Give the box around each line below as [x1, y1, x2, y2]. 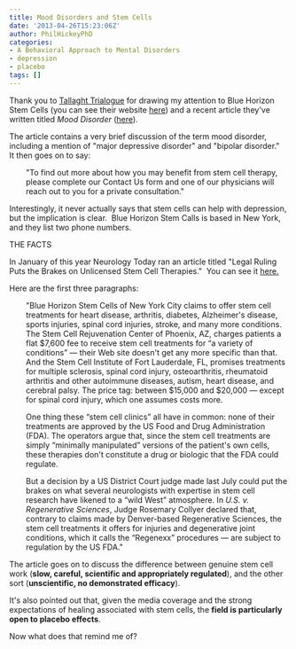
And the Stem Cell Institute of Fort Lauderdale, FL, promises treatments [26, 356, 286, 367]
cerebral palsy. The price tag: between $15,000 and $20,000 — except [26, 385, 285, 395]
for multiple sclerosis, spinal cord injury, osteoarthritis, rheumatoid [26, 365, 269, 377]
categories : [9, 37, 53, 47]
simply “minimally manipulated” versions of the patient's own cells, [26, 440, 270, 450]
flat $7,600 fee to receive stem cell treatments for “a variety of [26, 338, 253, 348]
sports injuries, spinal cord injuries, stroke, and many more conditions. [26, 318, 282, 329]
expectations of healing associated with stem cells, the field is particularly [9, 604, 283, 614]
